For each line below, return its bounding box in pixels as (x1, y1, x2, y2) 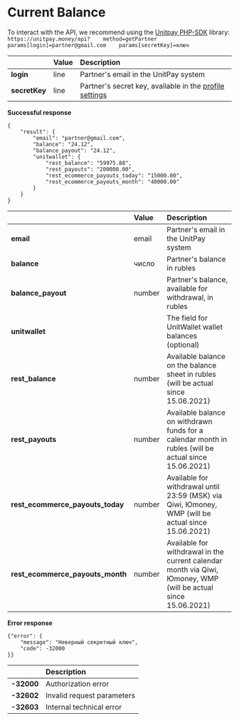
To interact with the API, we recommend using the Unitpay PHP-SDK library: (7, 28, 230, 36)
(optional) (166, 340, 200, 350)
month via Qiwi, (166, 565, 218, 575)
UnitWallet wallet (166, 322, 223, 332)
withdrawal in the (166, 547, 224, 557)
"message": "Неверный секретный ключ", (20, 638, 139, 646)
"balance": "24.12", (33, 141, 94, 148)
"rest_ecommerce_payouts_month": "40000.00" (45, 178, 180, 186)
